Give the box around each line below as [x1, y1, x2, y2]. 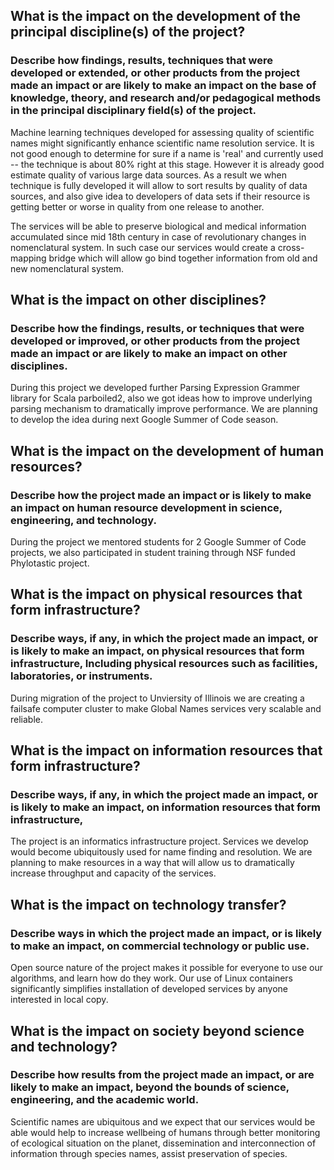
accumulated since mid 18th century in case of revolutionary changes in [10, 230, 307, 243]
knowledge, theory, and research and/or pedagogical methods [10, 91, 322, 105]
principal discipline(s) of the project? [10, 24, 246, 41]
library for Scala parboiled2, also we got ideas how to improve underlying [10, 392, 313, 404]
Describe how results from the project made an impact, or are [10, 1068, 315, 1082]
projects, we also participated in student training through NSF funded [10, 547, 296, 559]
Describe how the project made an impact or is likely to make [10, 488, 312, 502]
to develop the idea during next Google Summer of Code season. [10, 414, 279, 426]
